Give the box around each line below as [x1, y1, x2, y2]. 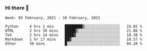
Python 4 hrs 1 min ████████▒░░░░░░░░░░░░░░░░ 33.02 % [5, 24, 142, 29]
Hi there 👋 [5, 4, 30, 11]
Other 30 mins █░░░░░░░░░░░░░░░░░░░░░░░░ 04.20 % [5, 41, 142, 46]
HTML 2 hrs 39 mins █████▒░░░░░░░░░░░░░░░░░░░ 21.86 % [5, 28, 142, 33]
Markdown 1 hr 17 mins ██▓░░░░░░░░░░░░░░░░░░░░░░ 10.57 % [5, 37, 142, 42]
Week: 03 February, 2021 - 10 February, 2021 [5, 16, 100, 21]
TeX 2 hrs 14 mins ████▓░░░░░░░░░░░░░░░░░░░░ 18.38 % [5, 33, 142, 38]
